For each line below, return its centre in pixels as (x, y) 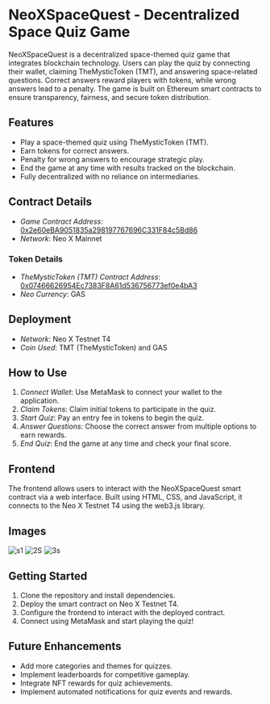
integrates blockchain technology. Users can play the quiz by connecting (129, 63)
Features (31, 123)
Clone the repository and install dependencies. (98, 595)
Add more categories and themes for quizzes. (96, 666)
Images (27, 531)
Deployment (40, 319)
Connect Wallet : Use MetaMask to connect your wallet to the (121, 392)
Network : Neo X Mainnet (61, 238)
